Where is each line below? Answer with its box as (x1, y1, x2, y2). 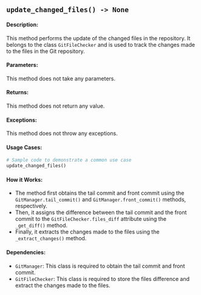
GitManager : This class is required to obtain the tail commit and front (15, 262, 185, 269)
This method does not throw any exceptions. (6, 130, 118, 137)
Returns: (6, 89, 29, 96)
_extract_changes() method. (15, 235, 87, 242)
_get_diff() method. (15, 222, 68, 229)
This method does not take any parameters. (6, 75, 115, 82)
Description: (6, 21, 38, 28)
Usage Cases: (6, 144, 43, 151)
